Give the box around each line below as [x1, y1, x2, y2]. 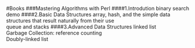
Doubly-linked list [6, 36, 49, 42]
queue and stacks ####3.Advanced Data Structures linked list [6, 23, 157, 30]
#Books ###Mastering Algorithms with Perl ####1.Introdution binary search [6, 5, 190, 12]
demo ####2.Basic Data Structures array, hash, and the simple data [6, 11, 170, 18]
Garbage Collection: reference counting [6, 29, 102, 36]
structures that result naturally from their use [6, 17, 115, 24]
